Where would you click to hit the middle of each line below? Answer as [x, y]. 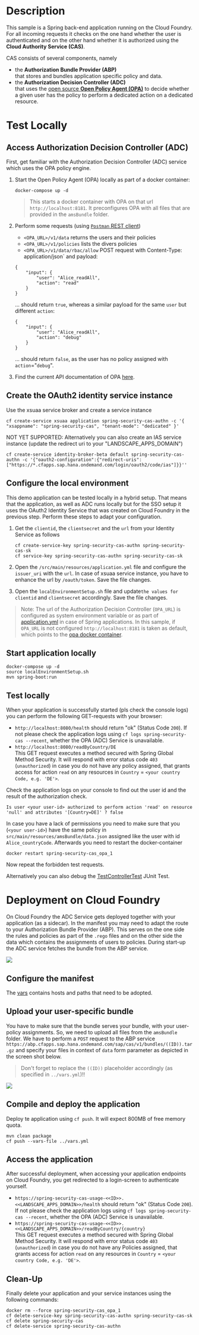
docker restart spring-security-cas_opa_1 [59, 854]
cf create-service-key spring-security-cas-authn [78, 545]
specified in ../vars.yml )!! [53, 1074]
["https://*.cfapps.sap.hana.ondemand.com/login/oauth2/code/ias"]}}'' [97, 465]
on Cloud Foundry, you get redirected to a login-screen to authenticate [93, 1180]
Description [36, 11]
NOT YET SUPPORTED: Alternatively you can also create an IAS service [94, 437]
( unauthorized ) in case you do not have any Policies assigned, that [96, 1247]
